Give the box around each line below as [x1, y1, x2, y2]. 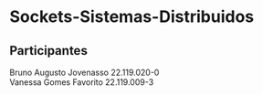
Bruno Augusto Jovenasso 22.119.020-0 [9, 67, 160, 78]
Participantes [9, 43, 89, 58]
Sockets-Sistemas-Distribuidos [9, 6, 254, 27]
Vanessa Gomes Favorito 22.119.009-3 [9, 77, 154, 88]
